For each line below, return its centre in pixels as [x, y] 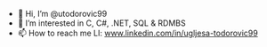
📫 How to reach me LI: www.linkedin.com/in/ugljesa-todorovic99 [138, 33]
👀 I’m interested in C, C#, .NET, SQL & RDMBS [102, 23]
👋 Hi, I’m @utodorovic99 [62, 14]
